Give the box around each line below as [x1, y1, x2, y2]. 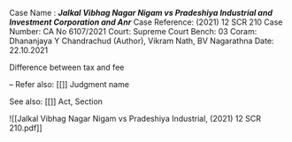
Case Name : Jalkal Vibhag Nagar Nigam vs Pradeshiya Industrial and [9, 8, 273, 18]
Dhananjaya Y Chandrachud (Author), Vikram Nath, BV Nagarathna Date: [9, 35, 274, 46]
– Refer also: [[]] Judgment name [9, 79, 130, 89]
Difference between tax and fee [9, 62, 125, 72]
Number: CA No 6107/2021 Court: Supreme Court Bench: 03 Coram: [9, 26, 257, 36]
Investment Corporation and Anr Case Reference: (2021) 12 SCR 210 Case [9, 17, 283, 27]
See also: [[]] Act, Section [9, 96, 104, 107]
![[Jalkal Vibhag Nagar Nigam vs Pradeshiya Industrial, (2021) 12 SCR [9, 114, 261, 123]
